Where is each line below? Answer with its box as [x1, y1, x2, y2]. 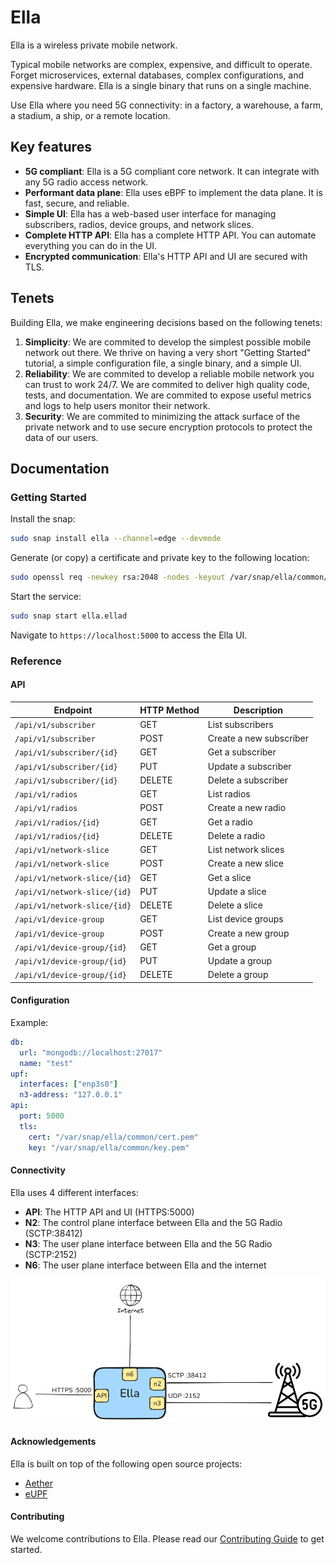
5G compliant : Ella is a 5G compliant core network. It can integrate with [24, 165, 320, 177]
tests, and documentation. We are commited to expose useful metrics [24, 389, 312, 401]
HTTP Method [139, 704, 200, 716]
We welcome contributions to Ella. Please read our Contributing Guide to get [10, 1532, 325, 1545]
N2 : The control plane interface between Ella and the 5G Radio [24, 1216, 283, 1228]
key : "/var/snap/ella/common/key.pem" [28, 1142, 190, 1153]
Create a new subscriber [207, 732, 310, 744]
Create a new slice [207, 857, 284, 870]
